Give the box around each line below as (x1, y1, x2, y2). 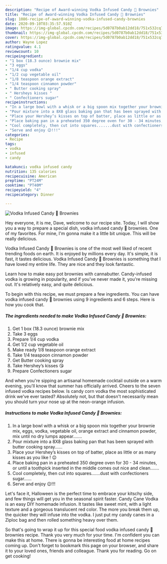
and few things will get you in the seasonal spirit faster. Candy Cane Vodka (5, 496, 159, 502)
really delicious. (5, 235, 37, 241)
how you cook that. (5, 302, 45, 308)
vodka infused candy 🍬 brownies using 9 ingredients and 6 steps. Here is (5, 296, 155, 302)
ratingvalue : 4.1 (5, 44, 41, 49)
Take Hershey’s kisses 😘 (12, 362, 64, 368)
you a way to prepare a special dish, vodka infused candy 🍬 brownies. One (5, 225, 158, 231)
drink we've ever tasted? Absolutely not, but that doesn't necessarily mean (5, 393, 159, 399)
